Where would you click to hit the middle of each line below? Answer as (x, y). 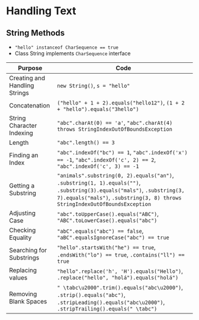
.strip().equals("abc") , (91, 295)
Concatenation (30, 105)
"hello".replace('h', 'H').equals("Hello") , (120, 271)
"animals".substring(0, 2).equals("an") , (115, 175)
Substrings (24, 258)
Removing (23, 294)
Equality (20, 237)
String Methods (36, 33)
